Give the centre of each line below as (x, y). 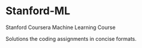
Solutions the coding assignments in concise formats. (71, 39)
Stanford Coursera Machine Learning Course (61, 27)
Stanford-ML (38, 11)
